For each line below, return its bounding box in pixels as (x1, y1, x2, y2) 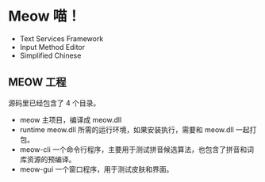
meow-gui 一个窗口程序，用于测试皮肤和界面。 (19, 164, 174, 174)
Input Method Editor (19, 42, 86, 51)
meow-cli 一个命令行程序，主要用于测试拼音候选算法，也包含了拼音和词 (19, 144, 254, 154)
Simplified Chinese (19, 51, 82, 60)
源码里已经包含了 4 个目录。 (8, 98, 101, 108)
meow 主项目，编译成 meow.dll (19, 115, 122, 124)
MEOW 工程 (8, 76, 67, 89)
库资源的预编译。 (19, 154, 76, 164)
